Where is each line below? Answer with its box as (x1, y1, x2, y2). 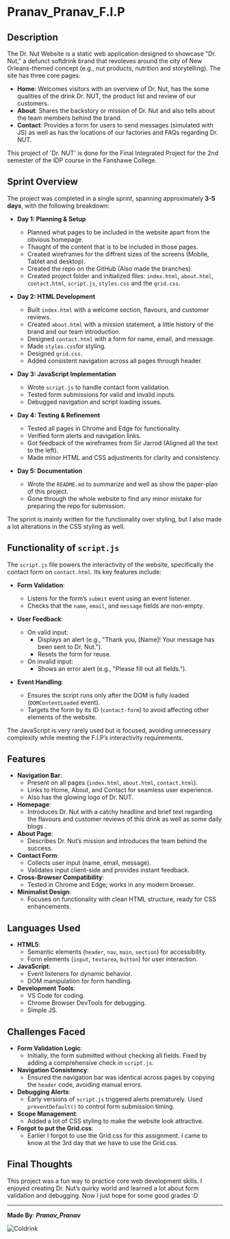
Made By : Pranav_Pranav (7, 1211, 81, 1219)
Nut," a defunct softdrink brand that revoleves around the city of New (7, 57, 203, 65)
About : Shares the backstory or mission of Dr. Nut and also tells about (16, 107, 216, 114)
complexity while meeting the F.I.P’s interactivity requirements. (7, 733, 184, 741)
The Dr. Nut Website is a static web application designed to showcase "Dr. (7, 49, 217, 58)
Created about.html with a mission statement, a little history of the (27, 320, 214, 328)
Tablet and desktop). (27, 257, 86, 265)
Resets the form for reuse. (37, 650, 112, 658)
